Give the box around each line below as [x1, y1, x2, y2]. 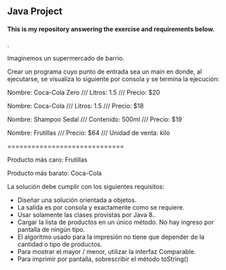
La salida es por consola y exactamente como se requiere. [17, 203, 185, 211]
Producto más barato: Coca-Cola [7, 169, 102, 177]
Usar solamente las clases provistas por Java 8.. [17, 210, 156, 219]
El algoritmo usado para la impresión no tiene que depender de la [17, 233, 205, 241]
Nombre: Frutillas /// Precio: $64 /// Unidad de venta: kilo [7, 128, 170, 137]
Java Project [7, 6, 63, 17]
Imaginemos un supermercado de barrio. [7, 53, 124, 62]
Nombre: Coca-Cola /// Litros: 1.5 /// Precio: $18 [7, 101, 144, 110]
